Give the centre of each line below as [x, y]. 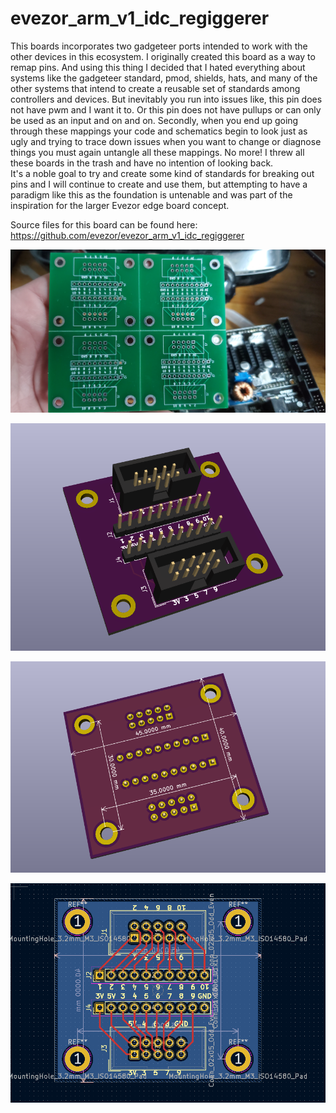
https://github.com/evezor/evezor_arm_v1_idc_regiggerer [127, 235]
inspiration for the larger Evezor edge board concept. [120, 205]
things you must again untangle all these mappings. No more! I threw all [157, 152]
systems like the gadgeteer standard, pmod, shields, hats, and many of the [164, 78]
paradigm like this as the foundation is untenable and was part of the [151, 194]
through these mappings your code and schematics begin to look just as [159, 131]
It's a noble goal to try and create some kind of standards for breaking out [162, 173]
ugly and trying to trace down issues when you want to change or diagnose [166, 141]
